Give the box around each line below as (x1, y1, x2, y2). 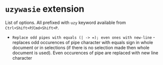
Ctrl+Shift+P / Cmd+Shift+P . (5, 24, 59, 30)
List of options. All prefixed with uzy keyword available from (5, 20, 126, 25)
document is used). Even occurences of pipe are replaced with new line (12, 50, 159, 56)
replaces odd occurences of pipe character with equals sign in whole (12, 39, 153, 45)
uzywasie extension (5, 3, 84, 15)
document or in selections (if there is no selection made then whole (12, 44, 150, 50)
